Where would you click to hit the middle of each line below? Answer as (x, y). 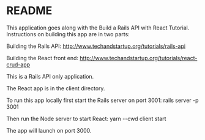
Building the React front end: (42, 58)
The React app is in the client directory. (56, 88)
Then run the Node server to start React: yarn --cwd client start (86, 119)
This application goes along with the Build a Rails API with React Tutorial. (98, 28)
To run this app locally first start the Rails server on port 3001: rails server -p (102, 100)
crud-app (18, 64)
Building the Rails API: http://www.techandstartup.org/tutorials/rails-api (96, 46)
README (29, 11)
